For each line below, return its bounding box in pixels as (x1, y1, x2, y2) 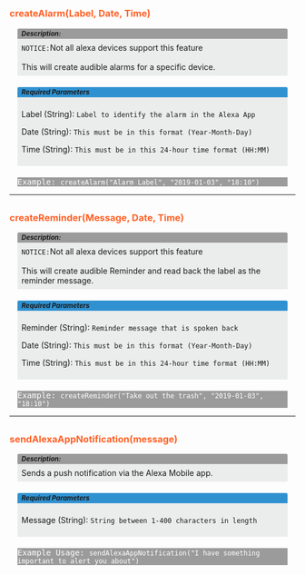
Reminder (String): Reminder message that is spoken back (21, 322, 239, 333)
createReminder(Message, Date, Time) (9, 211, 184, 223)
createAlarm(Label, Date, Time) (9, 7, 152, 20)
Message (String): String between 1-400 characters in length (21, 515, 258, 526)
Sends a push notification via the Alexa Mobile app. (21, 468, 213, 479)
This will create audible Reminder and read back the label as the (21, 265, 261, 276)
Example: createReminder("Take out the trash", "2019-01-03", (17, 391, 264, 401)
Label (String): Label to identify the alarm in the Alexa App (21, 109, 256, 120)
